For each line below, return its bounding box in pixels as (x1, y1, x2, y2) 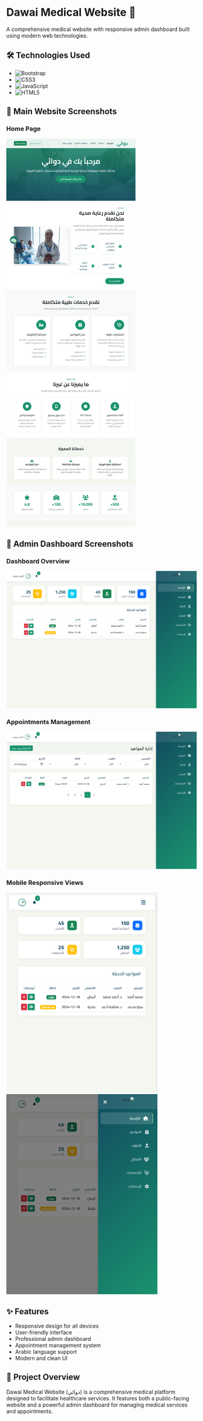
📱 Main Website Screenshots (6, 106, 117, 117)
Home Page (6, 124, 41, 133)
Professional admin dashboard (14, 1335, 92, 1343)
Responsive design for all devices (14, 1322, 99, 1330)
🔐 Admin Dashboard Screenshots (6, 539, 134, 549)
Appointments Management (6, 717, 91, 726)
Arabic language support (14, 1348, 77, 1355)
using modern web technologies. (6, 32, 88, 39)
